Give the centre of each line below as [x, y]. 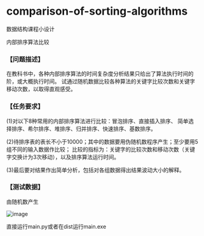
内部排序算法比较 [28, 42]
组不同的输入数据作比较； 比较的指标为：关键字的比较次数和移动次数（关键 [101, 149]
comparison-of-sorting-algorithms [97, 11]
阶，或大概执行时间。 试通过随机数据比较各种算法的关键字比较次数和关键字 [101, 81]
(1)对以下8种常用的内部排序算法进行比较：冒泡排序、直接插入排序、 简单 [97, 121]
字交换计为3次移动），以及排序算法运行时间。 [63, 157]
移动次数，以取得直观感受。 [41, 89]
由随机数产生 [22, 201]
